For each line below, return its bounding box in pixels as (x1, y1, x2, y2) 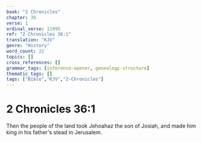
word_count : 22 (6, 48, 45, 54)
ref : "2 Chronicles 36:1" (6, 31, 71, 37)
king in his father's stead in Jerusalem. (6, 129, 103, 136)
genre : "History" (6, 43, 50, 49)
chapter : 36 (6, 15, 36, 21)
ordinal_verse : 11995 (6, 25, 61, 32)
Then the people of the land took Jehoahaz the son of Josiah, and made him (6, 122, 196, 130)
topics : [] (6, 54, 34, 60)
